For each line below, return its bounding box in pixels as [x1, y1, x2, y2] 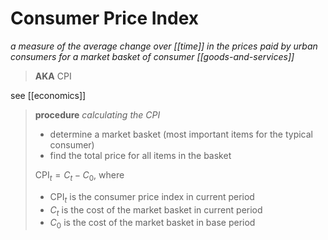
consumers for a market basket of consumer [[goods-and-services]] [10, 50, 295, 62]
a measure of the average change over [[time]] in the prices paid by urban [10, 40, 318, 52]
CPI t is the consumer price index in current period [49, 190, 255, 205]
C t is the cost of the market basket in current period [49, 203, 263, 218]
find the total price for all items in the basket [49, 149, 232, 161]
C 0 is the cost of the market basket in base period [49, 217, 256, 231]
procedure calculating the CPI [34, 108, 161, 121]
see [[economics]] [10, 89, 87, 101]
